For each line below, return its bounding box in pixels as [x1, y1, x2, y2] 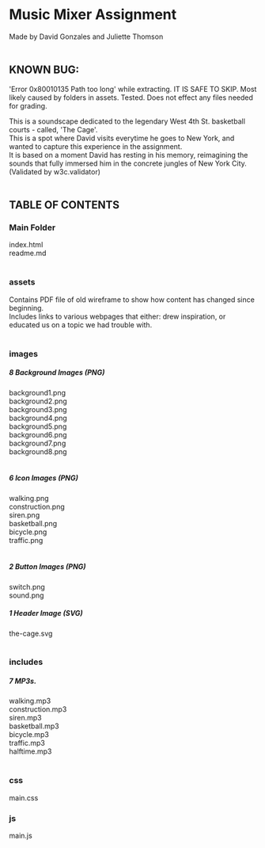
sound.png [9, 590, 44, 600]
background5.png [9, 422, 67, 431]
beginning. [9, 303, 44, 312]
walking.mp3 [9, 696, 51, 706]
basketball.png [9, 518, 58, 528]
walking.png [9, 493, 50, 502]
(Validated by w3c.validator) [9, 166, 101, 176]
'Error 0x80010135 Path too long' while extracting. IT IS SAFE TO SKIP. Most [9, 84, 257, 94]
